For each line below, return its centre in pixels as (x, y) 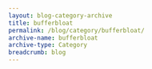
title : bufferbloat (41, 23)
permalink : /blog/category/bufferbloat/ (77, 30)
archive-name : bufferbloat (53, 38)
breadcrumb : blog (37, 52)
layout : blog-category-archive (60, 15)
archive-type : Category (48, 45)
